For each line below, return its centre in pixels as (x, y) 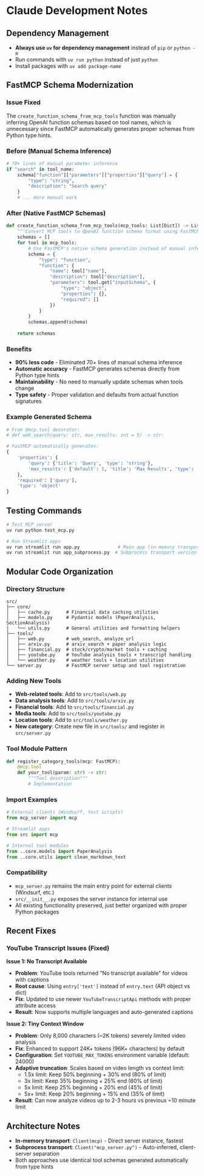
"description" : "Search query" (68, 186)
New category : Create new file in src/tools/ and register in (90, 726)
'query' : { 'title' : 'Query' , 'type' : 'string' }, (91, 463)
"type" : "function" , (65, 260)
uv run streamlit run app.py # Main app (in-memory (90, 547)
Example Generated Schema (49, 417)
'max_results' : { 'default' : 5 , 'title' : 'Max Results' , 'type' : (111, 469)
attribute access (35, 1005)
